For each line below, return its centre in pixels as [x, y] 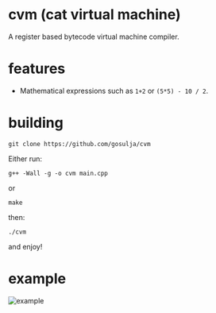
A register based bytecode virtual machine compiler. [94, 37]
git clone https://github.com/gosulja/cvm [79, 144]
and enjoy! [25, 246]
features [37, 69]
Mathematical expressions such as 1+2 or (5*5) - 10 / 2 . [114, 91]
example [37, 279]
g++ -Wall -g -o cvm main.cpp [58, 173]
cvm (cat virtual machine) [94, 15]
